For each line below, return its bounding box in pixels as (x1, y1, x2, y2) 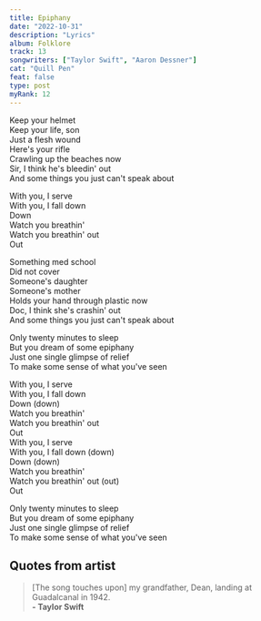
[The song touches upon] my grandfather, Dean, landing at (31, 582, 253, 593)
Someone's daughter (9, 275, 88, 287)
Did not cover (9, 266, 61, 277)
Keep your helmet (9, 115, 75, 126)
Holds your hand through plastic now (9, 295, 148, 306)
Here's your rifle (9, 143, 71, 155)
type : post (9, 81, 51, 90)
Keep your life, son (9, 124, 80, 135)
